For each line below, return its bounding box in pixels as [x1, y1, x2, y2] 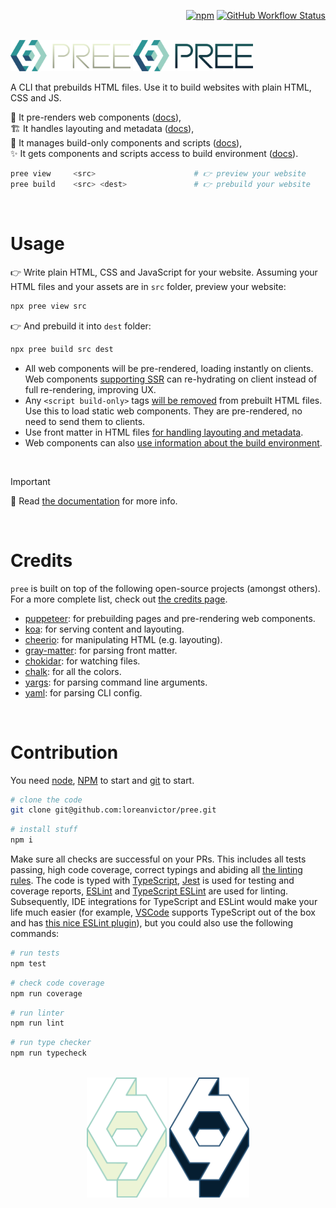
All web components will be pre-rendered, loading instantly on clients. [24, 362, 314, 374]
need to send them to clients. [24, 415, 146, 427]
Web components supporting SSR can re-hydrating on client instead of [24, 373, 318, 385]
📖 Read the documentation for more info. [10, 495, 178, 507]
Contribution [10, 741, 119, 764]
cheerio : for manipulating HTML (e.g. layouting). [24, 633, 223, 645]
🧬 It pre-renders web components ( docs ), [10, 111, 182, 124]
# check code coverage [10, 978, 105, 988]
